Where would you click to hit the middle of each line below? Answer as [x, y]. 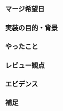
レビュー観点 [25, 65]
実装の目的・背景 [31, 27]
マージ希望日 [25, 9]
